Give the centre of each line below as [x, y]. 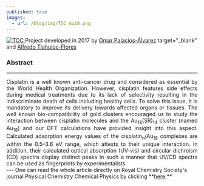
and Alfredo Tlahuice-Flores [42, 47]
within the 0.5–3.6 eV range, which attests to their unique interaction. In [102, 144]
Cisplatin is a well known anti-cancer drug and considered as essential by [102, 81]
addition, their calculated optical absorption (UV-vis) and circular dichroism [102, 151]
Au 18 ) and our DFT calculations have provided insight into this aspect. [102, 129]
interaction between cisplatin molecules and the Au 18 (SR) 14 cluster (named [102, 121]
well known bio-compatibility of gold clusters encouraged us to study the [102, 114]
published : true [27, 12]
